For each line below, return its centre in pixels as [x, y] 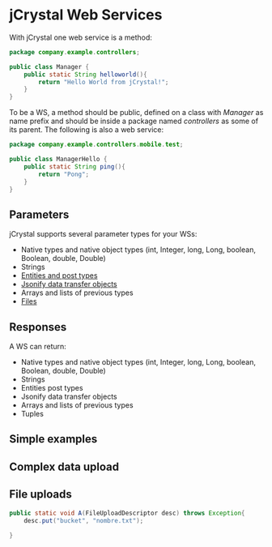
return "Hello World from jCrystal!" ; [104, 82]
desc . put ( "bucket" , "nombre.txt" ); [84, 520]
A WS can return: [38, 347]
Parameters [39, 214]
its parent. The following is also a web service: [87, 130]
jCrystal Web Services [86, 15]
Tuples [32, 414]
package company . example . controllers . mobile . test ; [96, 145]
